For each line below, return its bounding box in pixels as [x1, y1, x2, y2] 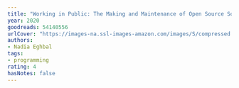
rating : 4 [7, 63, 37, 70]
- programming [7, 57, 50, 64]
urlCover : [7, 30, 37, 38]
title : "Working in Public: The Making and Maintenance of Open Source [7, 10, 224, 18]
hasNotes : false [7, 70, 55, 77]
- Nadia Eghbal [7, 43, 53, 50]
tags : [7, 50, 23, 57]
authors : [7, 37, 33, 44]
